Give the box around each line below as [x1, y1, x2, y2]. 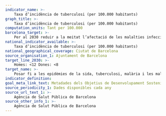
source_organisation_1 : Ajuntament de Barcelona [5, 53, 107, 58]
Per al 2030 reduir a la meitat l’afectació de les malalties [14, 35, 145, 40]
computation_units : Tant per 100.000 [5, 26, 83, 31]
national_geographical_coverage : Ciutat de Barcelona [5, 48, 119, 53]
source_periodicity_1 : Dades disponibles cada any [5, 85, 112, 90]
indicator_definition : [5, 76, 52, 81]
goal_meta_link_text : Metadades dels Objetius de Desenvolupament [5, 80, 145, 85]
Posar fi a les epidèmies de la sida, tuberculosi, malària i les [14, 72, 154, 77]
